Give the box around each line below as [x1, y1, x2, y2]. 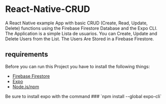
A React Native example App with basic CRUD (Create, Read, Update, [5, 20, 148, 26]
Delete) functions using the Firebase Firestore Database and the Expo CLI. [5, 25, 158, 31]
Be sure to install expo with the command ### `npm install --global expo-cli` [5, 93, 162, 99]
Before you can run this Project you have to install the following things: [5, 63, 150, 69]
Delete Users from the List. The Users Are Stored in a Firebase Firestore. [5, 36, 154, 42]
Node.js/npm [12, 84, 39, 90]
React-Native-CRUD [5, 3, 90, 15]
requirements [5, 50, 48, 59]
